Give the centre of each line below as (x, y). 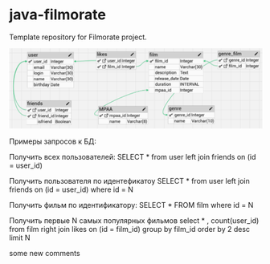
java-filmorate (58, 15)
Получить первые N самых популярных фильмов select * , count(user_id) (134, 220)
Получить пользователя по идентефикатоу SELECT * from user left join (129, 181)
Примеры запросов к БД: (53, 141)
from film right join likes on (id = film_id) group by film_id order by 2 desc (130, 229)
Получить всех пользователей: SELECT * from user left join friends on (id (133, 156)
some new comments (45, 253)
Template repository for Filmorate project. (78, 37)
